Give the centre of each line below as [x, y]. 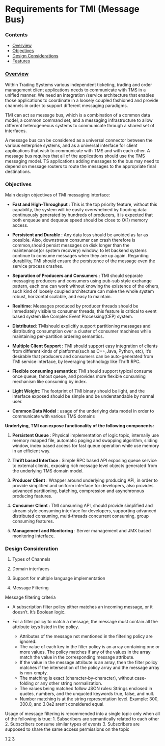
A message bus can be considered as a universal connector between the [79, 140]
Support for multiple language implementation [59, 579]
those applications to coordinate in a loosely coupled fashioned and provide [82, 100]
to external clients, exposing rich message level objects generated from [84, 466]
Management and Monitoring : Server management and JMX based [82, 531]
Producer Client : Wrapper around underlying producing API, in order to [85, 480]
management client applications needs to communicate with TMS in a [76, 90]
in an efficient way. [31, 451]
